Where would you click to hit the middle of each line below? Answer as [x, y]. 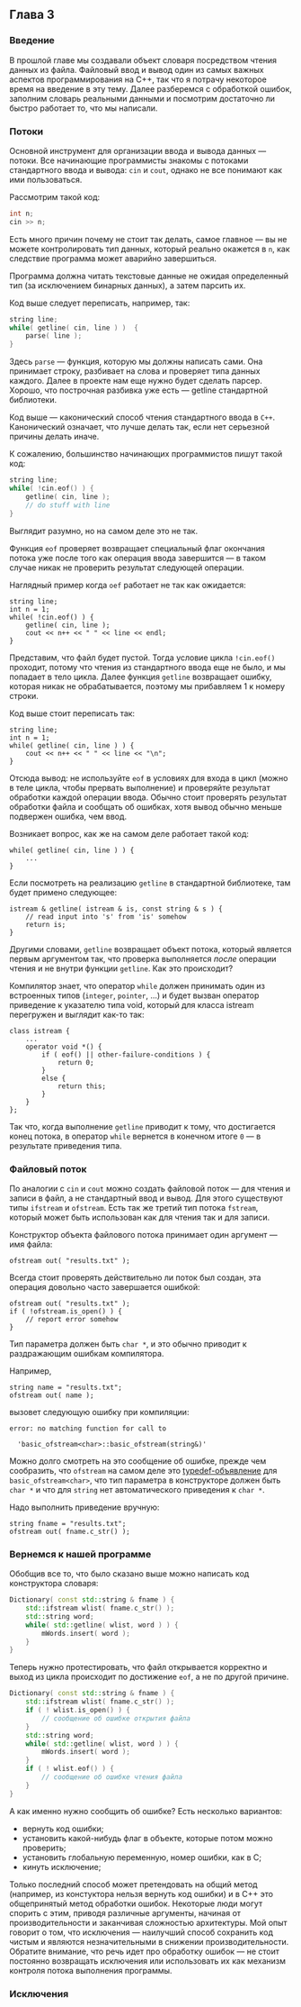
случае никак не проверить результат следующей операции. [127, 568]
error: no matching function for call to [88, 1428]
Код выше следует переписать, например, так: [100, 303]
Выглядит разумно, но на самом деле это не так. [104, 531]
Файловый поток [48, 1168]
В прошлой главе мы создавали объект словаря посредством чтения [143, 60]
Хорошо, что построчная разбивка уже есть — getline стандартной [138, 390]
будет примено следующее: [63, 892]
